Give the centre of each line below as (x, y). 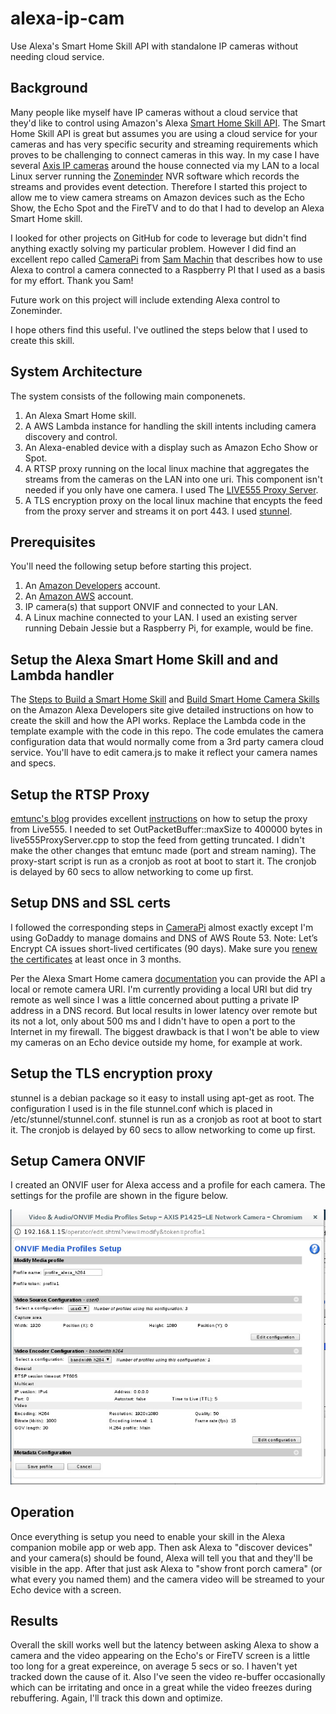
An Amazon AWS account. (79, 596)
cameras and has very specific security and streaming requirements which (164, 144)
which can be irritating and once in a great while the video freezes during (161, 1688)
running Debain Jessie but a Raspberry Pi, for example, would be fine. (169, 628)
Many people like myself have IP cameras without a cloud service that (154, 112)
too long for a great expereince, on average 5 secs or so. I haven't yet (154, 1666)
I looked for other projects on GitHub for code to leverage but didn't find (158, 238)
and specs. (33, 763)
